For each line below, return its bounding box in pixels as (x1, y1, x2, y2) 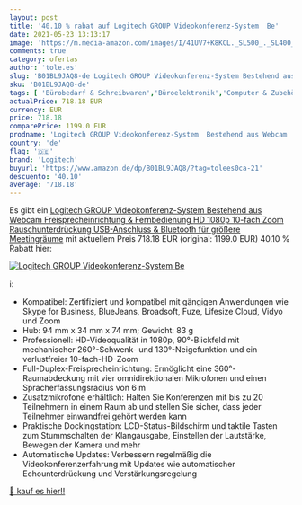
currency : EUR (9, 105, 63, 114)
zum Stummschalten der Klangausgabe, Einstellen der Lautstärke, (22, 430, 267, 441)
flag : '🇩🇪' (9, 146, 54, 155)
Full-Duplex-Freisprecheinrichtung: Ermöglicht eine (22, 363, 213, 374)
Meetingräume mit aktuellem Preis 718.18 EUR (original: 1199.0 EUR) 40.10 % (9, 234, 290, 244)
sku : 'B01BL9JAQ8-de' (9, 80, 91, 89)
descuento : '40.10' (9, 172, 83, 181)
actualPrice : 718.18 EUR (9, 96, 102, 106)
